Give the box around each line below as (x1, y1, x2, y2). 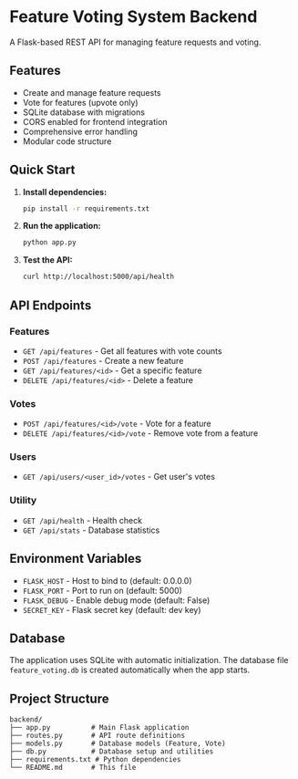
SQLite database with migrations (22, 107, 146, 118)
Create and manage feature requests (22, 87, 161, 98)
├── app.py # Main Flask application (9, 723, 190, 732)
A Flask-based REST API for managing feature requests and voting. (9, 36, 262, 47)
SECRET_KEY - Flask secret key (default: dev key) (22, 604, 201, 615)
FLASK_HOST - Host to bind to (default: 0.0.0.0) (22, 575, 193, 586)
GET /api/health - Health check (22, 514, 143, 525)
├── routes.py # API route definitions (9, 732, 185, 741)
